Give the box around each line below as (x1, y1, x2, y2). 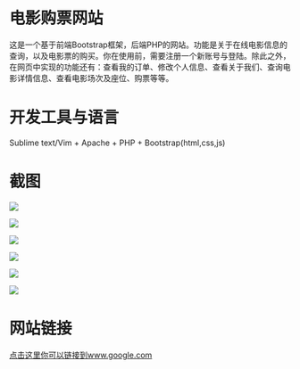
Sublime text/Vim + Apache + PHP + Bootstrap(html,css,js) (9, 137, 226, 148)
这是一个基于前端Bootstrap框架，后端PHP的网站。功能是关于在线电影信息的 (9, 39, 288, 50)
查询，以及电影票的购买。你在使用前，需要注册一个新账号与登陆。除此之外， (9, 50, 291, 61)
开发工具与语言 (9, 108, 120, 127)
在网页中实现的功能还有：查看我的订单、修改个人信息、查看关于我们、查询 (9, 61, 283, 72)
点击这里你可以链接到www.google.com (9, 349, 153, 360)
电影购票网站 (9, 8, 104, 29)
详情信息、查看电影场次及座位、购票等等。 (16, 72, 174, 83)
